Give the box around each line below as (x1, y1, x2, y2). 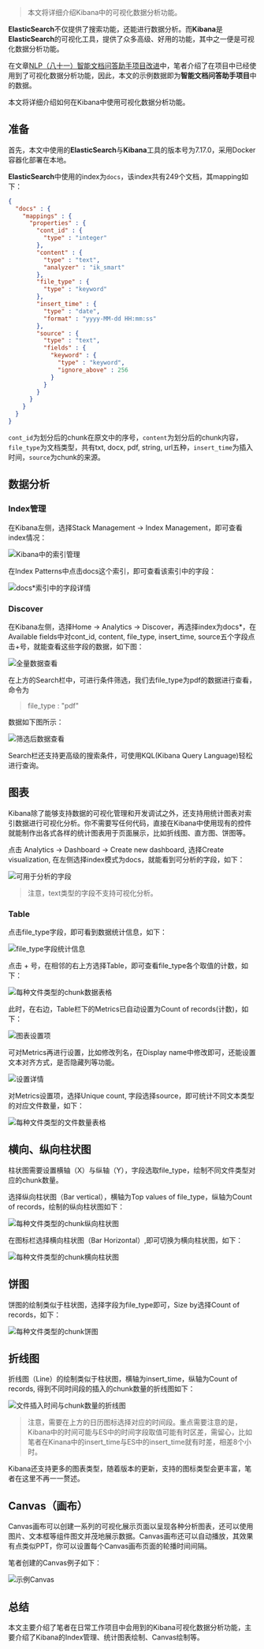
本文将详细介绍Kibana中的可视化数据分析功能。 (27, 8, 182, 17)
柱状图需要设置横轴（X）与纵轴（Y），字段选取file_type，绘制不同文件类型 (8, 1165, 250, 1175)
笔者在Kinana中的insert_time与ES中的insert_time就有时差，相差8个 (27, 1438, 245, 1447)
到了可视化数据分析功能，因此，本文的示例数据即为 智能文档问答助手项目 (14, 71, 250, 80)
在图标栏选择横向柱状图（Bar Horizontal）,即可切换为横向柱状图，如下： (8, 1235, 243, 1245)
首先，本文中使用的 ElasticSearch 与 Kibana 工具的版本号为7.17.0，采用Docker (8, 145, 256, 155)
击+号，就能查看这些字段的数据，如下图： (8, 641, 144, 651)
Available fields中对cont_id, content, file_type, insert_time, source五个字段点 (8, 631, 255, 641)
